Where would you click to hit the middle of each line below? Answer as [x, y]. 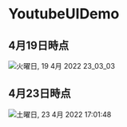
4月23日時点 [40, 94]
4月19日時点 [39, 45]
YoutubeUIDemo [64, 14]
